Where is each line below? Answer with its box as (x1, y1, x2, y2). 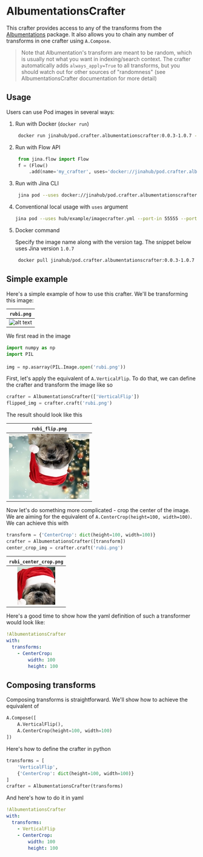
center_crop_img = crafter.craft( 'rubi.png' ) (6, 545, 123, 551)
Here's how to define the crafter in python (6, 745, 111, 752)
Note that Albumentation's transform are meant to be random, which (21, 48, 192, 56)
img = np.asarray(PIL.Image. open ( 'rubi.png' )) (6, 364, 126, 370)
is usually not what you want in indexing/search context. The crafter (21, 55, 191, 62)
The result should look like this (6, 411, 83, 419)
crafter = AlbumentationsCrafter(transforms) (6, 783, 123, 789)
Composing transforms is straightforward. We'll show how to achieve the (6, 696, 188, 704)
